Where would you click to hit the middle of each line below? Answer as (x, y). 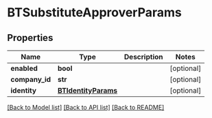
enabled (24, 68)
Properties (30, 38)
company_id (31, 79)
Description (143, 57)
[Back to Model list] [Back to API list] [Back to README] (86, 107)
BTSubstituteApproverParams (94, 13)
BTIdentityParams (87, 90)
